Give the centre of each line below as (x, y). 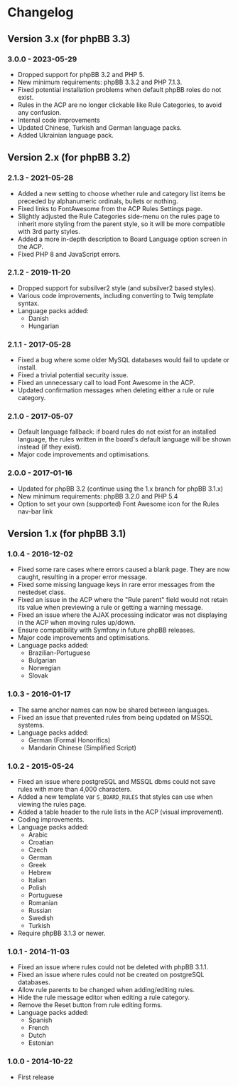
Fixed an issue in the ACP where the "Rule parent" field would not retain (123, 600)
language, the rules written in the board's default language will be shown (124, 439)
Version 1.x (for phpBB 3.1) (67, 534)
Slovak (38, 675)
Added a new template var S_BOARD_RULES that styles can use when (115, 797)
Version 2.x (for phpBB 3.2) (69, 158)
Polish (37, 888)
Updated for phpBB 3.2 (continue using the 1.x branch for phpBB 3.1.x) (120, 489)
